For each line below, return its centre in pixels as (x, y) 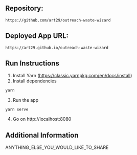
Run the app (26, 100)
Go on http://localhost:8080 (42, 119)
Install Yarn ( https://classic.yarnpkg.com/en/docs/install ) (72, 76)
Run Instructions (32, 63)
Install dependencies (35, 81)
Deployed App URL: (37, 36)
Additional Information (42, 135)
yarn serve (17, 109)
